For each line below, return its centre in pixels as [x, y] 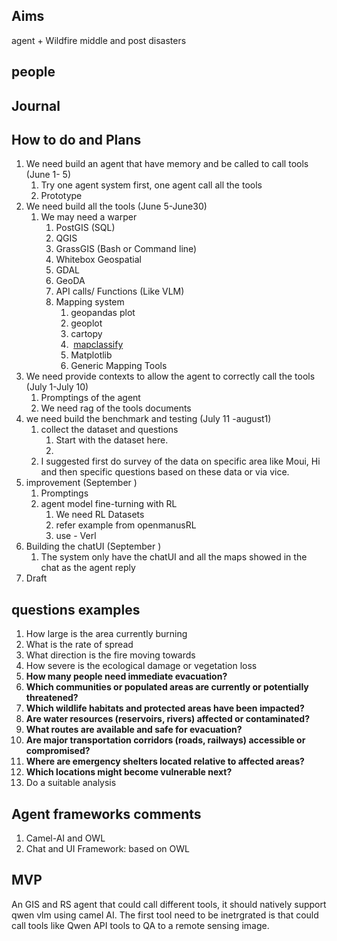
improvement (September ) [81, 483]
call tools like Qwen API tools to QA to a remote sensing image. [140, 925]
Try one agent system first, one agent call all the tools [151, 185]
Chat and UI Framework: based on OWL [107, 849]
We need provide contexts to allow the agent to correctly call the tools [170, 376]
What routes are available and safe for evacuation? [134, 730]
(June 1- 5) [48, 175]
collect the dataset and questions [109, 430]
